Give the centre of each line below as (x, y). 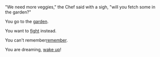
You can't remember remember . (37, 40)
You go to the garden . (27, 21)
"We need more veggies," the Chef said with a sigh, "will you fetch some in (80, 7)
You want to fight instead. (31, 31)
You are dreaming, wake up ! (33, 50)
